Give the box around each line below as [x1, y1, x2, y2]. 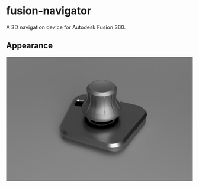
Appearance [6, 41, 53, 51]
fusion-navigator [6, 4, 92, 18]
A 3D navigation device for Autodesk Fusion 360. [6, 24, 126, 31]
